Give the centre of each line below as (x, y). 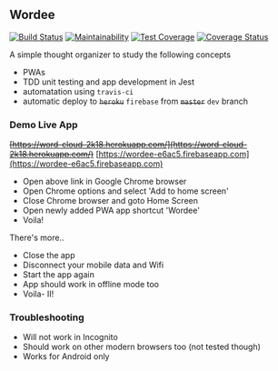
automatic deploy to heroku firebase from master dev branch (135, 101)
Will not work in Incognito (70, 337)
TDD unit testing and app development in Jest (109, 82)
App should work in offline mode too (91, 285)
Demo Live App (44, 125)
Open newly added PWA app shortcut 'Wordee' (111, 211)
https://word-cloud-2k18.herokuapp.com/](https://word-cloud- (130, 145)
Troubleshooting (47, 317)
